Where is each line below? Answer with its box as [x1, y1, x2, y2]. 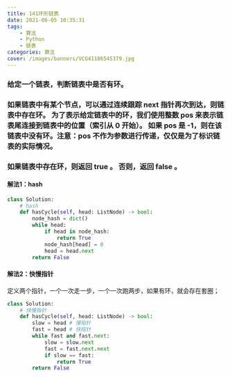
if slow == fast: [44, 351, 95, 359]
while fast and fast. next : [32, 333, 110, 340]
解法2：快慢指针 [7, 270, 54, 278]
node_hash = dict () [32, 216, 89, 222]
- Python [19, 36, 45, 43]
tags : [7, 23, 23, 30]
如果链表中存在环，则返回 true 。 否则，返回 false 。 [7, 161, 181, 171]
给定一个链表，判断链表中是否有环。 [7, 79, 128, 89]
